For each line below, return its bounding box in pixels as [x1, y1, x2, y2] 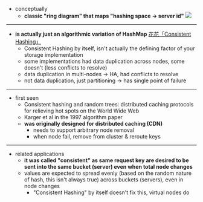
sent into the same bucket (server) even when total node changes [24, 163, 193, 170]
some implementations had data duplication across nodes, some [24, 57, 185, 65]
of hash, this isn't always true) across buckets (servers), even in [24, 176, 184, 183]
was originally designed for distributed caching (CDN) [24, 120, 163, 127]
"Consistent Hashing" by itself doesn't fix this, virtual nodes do [33, 189, 190, 196]
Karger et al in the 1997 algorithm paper [24, 114, 123, 120]
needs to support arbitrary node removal [33, 126, 135, 134]
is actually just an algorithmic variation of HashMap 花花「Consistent [14, 30, 192, 37]
